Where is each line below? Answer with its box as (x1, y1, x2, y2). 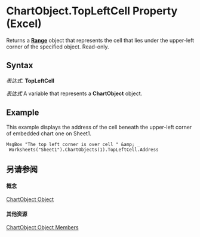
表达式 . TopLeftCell (6, 77, 55, 84)
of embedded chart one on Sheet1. (6, 130, 91, 137)
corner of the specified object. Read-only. (6, 43, 109, 50)
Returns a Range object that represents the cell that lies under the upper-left (6, 37, 195, 44)
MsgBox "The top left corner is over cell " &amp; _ (6, 141, 140, 147)
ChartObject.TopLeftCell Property (6, 4, 178, 18)
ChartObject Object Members (6, 224, 79, 231)
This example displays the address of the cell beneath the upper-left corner (6, 123, 192, 130)
